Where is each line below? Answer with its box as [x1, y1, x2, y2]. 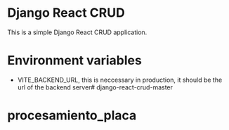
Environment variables [7, 52, 142, 68]
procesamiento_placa [7, 108, 137, 124]
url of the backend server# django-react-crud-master [17, 82, 174, 92]
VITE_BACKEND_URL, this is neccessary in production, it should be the [17, 75, 223, 84]
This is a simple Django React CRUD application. [7, 28, 148, 36]
